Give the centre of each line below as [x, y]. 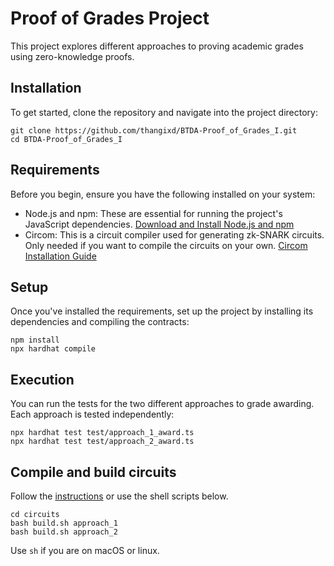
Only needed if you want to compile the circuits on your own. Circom [166, 245]
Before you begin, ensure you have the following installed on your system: [163, 194]
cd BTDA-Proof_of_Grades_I [66, 139]
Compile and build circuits [93, 472]
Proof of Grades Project [110, 18]
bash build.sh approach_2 [64, 532]
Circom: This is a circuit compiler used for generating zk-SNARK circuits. [174, 234]
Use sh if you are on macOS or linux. [85, 550]
